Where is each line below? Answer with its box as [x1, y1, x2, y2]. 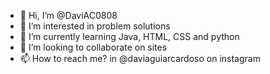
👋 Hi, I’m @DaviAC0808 [19, 10, 118, 21]
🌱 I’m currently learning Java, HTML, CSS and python [19, 31, 240, 42]
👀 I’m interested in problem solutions [19, 20, 171, 32]
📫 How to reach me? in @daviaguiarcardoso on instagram [19, 53, 261, 64]
